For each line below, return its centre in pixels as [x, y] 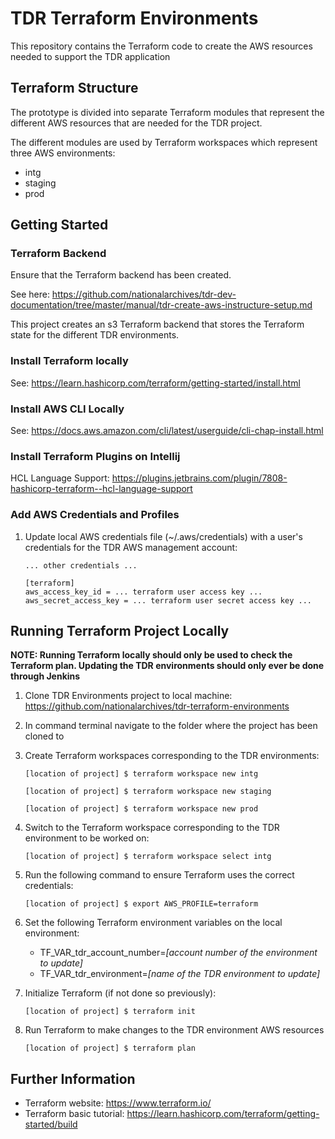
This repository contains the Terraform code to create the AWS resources [161, 46]
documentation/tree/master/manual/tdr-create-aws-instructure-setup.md [161, 305]
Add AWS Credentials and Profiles [95, 515]
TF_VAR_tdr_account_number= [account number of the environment [178, 953]
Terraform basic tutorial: [74, 1114]
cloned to [44, 736]
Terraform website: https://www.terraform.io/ [118, 1103]
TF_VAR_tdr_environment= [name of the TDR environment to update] [180, 974]
